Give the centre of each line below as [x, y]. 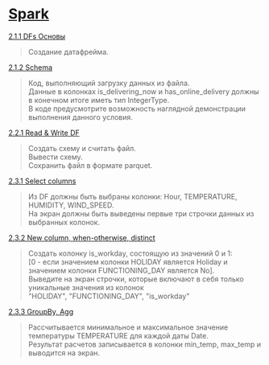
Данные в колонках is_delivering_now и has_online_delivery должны [143, 91]
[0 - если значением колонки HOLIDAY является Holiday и [128, 261]
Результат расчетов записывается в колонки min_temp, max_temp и [145, 344]
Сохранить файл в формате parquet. [90, 165]
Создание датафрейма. [68, 51]
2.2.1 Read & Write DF [44, 133]
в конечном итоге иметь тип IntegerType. [99, 100]
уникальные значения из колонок [86, 287]
